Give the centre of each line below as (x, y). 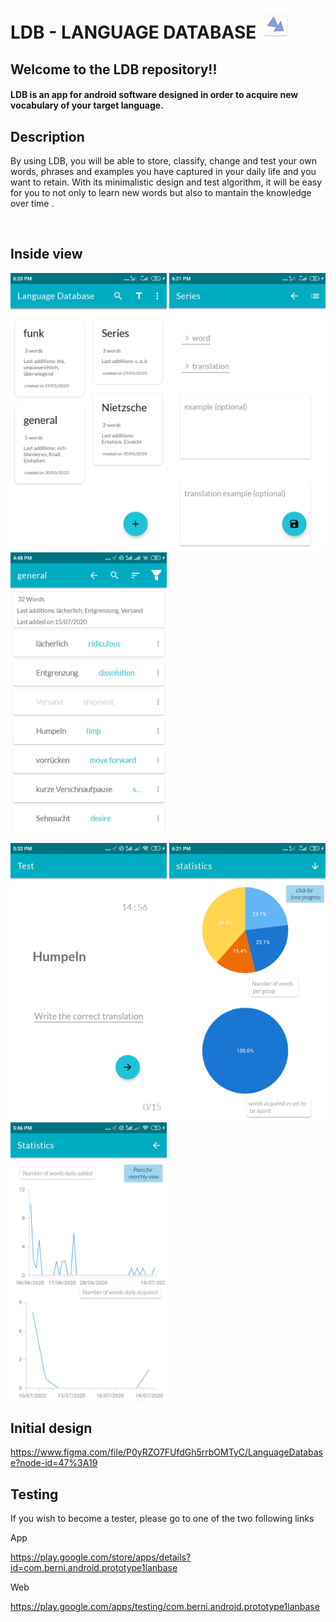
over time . (32, 203)
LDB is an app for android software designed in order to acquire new (154, 95)
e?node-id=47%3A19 (54, 1463)
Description (47, 136)
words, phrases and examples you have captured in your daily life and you (163, 171)
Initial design (51, 1428)
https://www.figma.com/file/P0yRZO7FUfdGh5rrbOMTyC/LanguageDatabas (166, 1452)
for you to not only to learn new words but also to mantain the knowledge (161, 192)
